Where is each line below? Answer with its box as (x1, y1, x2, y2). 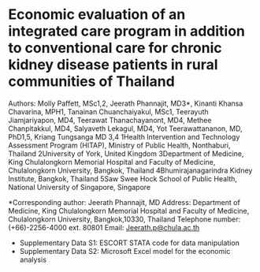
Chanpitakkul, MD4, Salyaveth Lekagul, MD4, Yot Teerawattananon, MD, (8, 124, 243, 133)
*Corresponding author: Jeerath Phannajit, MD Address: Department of (8, 197, 240, 207)
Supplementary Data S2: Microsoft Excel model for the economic (19, 246, 231, 255)
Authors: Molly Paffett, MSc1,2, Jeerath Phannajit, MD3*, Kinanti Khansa (8, 99, 243, 108)
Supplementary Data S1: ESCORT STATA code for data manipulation (19, 238, 240, 248)
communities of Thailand (8, 73, 175, 91)
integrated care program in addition (8, 22, 246, 40)
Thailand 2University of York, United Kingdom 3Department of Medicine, (8, 148, 244, 158)
